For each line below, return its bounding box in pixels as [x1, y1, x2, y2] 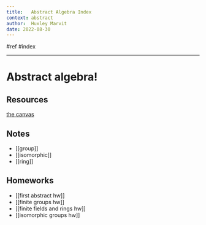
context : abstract [6, 15, 53, 21]
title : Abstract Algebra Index [6, 9, 92, 15]
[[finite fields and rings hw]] [15, 205, 86, 212]
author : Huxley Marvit [6, 20, 67, 26]
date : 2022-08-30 [6, 26, 51, 32]
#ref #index [6, 43, 36, 50]
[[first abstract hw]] [15, 191, 65, 199]
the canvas [6, 111, 35, 118]
